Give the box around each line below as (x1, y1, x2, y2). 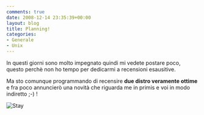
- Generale (6, 37, 34, 43)
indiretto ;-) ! (6, 90, 38, 97)
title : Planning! (6, 25, 51, 32)
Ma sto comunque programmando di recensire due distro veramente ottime (6, 77, 198, 85)
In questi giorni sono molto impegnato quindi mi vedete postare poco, (6, 59, 181, 67)
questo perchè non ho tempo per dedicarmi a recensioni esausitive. (6, 65, 176, 73)
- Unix (6, 43, 23, 49)
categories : (6, 31, 37, 38)
